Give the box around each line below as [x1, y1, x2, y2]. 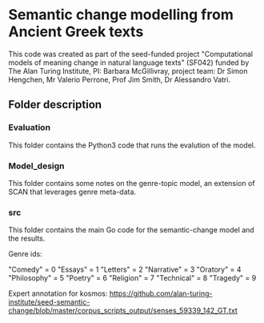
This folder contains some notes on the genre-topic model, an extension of [8, 178, 255, 188]
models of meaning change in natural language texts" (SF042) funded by [8, 58, 250, 67]
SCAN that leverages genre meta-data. [8, 187, 137, 196]
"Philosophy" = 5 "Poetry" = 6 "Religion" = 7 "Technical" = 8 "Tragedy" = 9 [8, 273, 257, 283]
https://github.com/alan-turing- [109, 289, 213, 298]
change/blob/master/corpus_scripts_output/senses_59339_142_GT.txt [8, 306, 238, 316]
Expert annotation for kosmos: [8, 289, 108, 298]
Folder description [8, 98, 102, 111]
